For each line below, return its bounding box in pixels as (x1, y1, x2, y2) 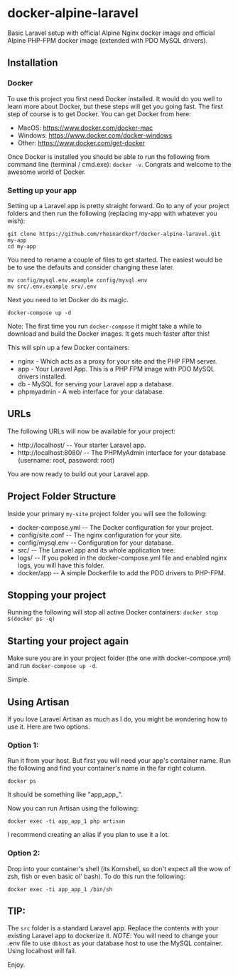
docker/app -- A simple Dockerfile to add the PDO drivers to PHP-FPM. (17, 568, 226, 577)
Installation (7, 57, 58, 69)
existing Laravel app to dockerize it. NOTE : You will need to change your (7, 932, 219, 940)
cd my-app (7, 242, 37, 250)
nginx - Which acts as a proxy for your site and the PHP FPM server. (17, 356, 217, 365)
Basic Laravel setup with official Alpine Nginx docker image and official (7, 29, 215, 37)
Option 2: (7, 848, 40, 858)
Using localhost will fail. (7, 947, 77, 955)
